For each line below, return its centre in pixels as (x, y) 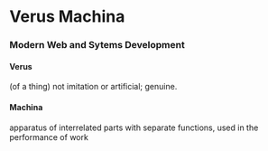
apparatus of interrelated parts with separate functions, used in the (134, 127)
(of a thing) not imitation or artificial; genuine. (93, 87)
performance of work (49, 137)
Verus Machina (67, 17)
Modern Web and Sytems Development (97, 45)
